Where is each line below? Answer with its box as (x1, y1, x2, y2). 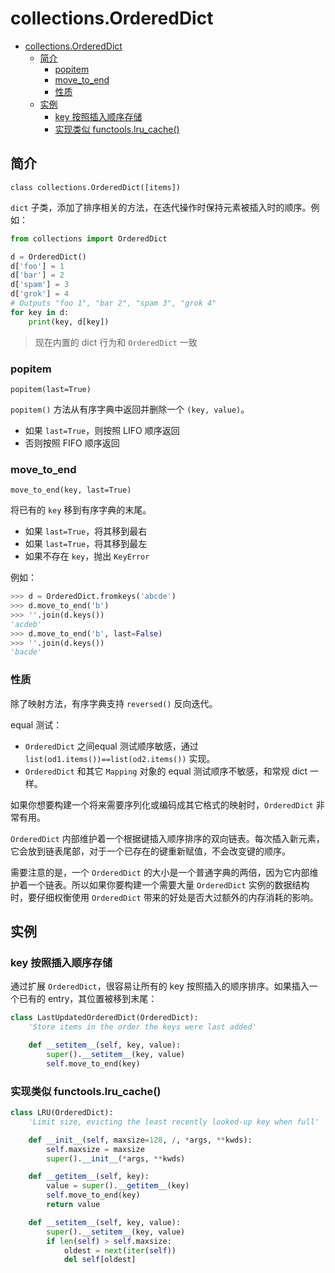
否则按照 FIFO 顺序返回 (24, 437, 120, 449)
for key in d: (10, 307, 70, 317)
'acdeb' (10, 619, 43, 629)
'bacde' (10, 647, 43, 657)
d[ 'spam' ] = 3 (10, 280, 70, 290)
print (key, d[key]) (28, 317, 110, 327)
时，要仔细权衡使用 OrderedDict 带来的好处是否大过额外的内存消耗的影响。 (10, 891, 319, 903)
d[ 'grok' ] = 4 (10, 289, 70, 299)
